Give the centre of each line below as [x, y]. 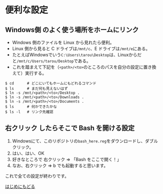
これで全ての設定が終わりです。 [37, 176]
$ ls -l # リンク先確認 [29, 112]
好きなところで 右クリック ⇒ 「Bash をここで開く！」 [67, 159]
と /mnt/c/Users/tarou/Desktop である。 [51, 61]
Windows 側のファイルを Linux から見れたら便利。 [63, 42]
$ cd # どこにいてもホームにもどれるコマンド [51, 83]
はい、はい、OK [28, 153]
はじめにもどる [20, 186]
